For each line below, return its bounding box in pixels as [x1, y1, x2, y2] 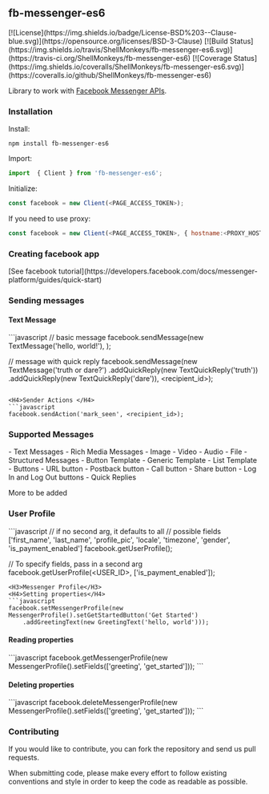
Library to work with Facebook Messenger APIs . [8, 86, 167, 95]
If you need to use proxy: [8, 213, 90, 223]
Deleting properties [8, 679, 74, 689]
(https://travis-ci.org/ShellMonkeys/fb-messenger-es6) [8, 53, 191, 63]
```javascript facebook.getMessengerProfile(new [8, 653, 168, 662]
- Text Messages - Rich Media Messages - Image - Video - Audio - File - [8, 447, 248, 456]
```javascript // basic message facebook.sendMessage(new [8, 333, 204, 342]
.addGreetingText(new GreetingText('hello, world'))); [22, 618, 210, 626]
